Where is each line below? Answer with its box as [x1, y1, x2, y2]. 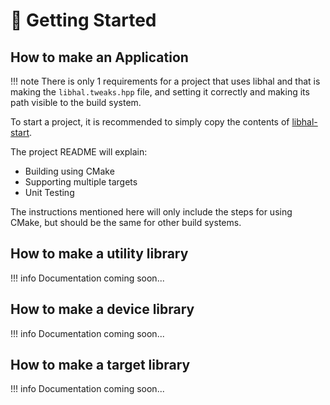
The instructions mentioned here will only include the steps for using [10, 206, 293, 218]
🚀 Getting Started [10, 9, 157, 32]
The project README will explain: [10, 146, 148, 158]
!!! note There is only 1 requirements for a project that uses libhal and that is [10, 75, 321, 87]
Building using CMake [24, 165, 115, 177]
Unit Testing [24, 187, 75, 198]
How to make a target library [10, 357, 191, 374]
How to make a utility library [10, 245, 189, 263]
